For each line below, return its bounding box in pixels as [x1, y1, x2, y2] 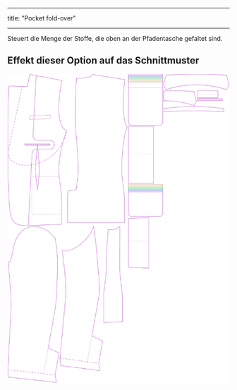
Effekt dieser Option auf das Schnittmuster [7, 54, 200, 67]
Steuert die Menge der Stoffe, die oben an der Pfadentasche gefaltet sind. [7, 35, 223, 42]
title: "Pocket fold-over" [7, 14, 76, 22]
